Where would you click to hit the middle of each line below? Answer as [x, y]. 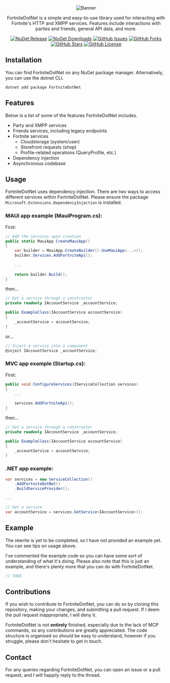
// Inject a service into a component [47, 346]
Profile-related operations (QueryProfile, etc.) [68, 152]
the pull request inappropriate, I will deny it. [51, 615]
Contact [18, 657]
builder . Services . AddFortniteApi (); [54, 255]
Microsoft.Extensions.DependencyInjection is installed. [64, 203]
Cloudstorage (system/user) [50, 141]
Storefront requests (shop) [48, 147]
